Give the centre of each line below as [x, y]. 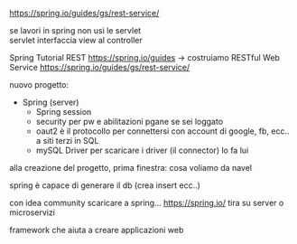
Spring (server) [51, 102]
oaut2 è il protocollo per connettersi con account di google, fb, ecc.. [162, 131]
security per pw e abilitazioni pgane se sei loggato [130, 122]
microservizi [32, 212]
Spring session [64, 112]
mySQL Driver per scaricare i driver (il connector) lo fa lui [142, 150]
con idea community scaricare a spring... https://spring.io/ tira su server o [147, 203]
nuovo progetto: [39, 84]
